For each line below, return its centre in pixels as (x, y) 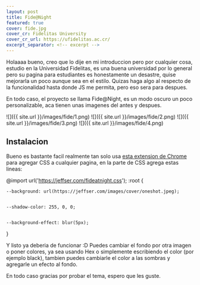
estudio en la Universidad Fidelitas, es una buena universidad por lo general (99, 68)
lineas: (14, 169)
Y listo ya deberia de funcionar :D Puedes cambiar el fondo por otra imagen (99, 245)
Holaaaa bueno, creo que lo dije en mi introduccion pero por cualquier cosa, (99, 62)
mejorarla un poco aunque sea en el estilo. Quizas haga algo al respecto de (99, 80)
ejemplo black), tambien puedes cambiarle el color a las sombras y (88, 258)
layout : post (22, 12)
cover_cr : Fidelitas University (46, 34)
